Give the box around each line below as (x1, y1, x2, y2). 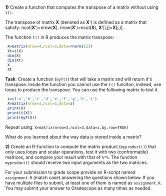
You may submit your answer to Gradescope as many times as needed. (5, 185, 152, 191)
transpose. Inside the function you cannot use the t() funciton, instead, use (5, 81, 161, 87)
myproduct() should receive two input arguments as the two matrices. (5, 159, 148, 165)
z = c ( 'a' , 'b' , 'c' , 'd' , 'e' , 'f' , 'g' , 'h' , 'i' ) (7, 96, 97, 101)
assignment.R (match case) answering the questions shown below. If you (5, 174, 155, 180)
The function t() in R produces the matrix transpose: (5, 34, 114, 40)
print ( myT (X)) (7, 115, 37, 120)
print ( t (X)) (7, 110, 32, 115)
